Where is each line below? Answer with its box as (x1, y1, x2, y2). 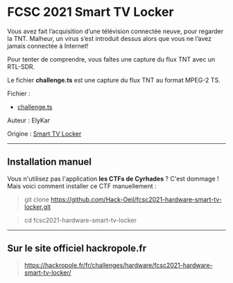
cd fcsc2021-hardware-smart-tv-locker (24, 216, 137, 224)
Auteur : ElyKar (7, 116, 51, 125)
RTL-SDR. (7, 62, 35, 71)
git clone (24, 195, 50, 203)
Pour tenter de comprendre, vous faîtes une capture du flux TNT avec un (7, 55, 216, 63)
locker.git (24, 202, 51, 211)
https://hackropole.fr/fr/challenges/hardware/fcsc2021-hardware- (24, 261, 213, 269)
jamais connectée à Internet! (7, 42, 89, 50)
